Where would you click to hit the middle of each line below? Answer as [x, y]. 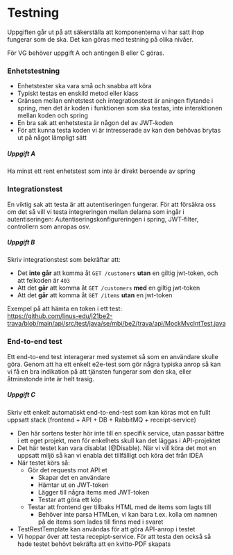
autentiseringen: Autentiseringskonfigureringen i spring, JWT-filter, [103, 219]
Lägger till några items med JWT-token [94, 492]
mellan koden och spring [53, 115]
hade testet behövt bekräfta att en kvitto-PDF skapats [94, 544]
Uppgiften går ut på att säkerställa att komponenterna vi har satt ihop [106, 32]
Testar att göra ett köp [70, 499]
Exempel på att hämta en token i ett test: [65, 309]
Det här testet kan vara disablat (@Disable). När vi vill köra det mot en [116, 448]
